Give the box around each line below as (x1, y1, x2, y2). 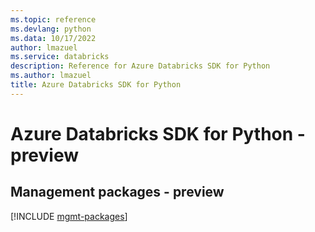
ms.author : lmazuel (10, 71, 92, 81)
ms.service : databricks (10, 52, 110, 62)
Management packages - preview (10, 184, 225, 201)
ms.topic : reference (10, 14, 97, 25)
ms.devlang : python (10, 24, 92, 34)
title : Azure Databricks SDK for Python (10, 80, 182, 90)
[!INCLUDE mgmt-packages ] (10, 210, 128, 222)
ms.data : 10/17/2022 (10, 33, 97, 43)
